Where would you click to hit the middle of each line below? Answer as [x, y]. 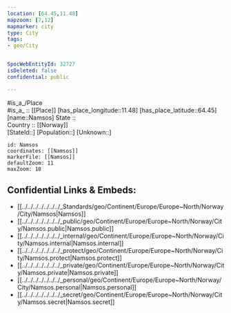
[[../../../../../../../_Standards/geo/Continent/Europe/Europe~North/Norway [120, 207]
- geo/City [23, 46]
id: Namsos [23, 145]
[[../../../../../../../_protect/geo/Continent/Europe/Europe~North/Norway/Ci [120, 251]
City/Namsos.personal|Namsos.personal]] [77, 287]
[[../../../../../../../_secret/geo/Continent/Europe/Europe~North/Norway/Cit [120, 295]
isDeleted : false [32, 70]
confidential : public [38, 77]
